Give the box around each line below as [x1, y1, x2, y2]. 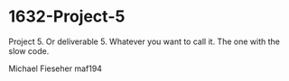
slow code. [8, 45, 50, 56]
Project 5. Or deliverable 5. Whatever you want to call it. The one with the [8, 36, 281, 47]
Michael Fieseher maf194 [8, 63, 103, 74]
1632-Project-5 [8, 6, 126, 27]
